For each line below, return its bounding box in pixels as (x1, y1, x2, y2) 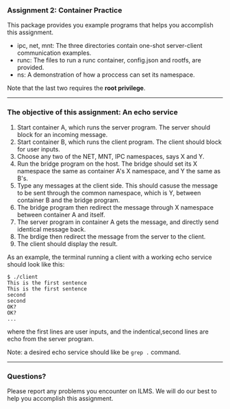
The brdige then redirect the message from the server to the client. (16, 232, 206, 240)
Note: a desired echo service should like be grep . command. (7, 348, 181, 356)
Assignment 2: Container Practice (7, 5, 123, 15)
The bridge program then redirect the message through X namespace (16, 203, 214, 211)
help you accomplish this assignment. (7, 394, 114, 402)
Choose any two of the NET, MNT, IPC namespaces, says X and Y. (16, 152, 205, 160)
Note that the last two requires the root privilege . (7, 84, 146, 92)
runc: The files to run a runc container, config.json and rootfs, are (16, 56, 202, 64)
